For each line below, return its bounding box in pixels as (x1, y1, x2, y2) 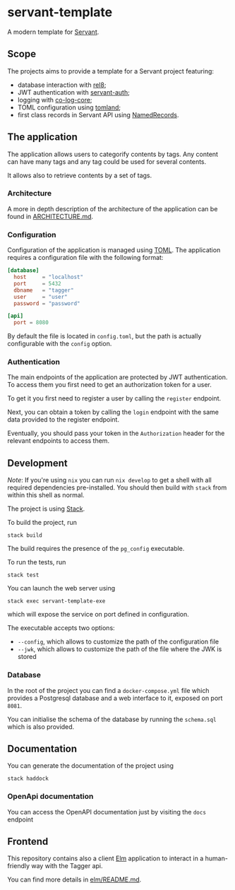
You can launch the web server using (7, 584, 116, 593)
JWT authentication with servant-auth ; (17, 88, 131, 96)
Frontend (7, 836, 49, 848)
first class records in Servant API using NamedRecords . (17, 110, 179, 119)
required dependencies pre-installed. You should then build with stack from (7, 483, 227, 492)
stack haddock (7, 775, 49, 783)
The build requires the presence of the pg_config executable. (7, 545, 185, 553)
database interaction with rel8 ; (17, 81, 107, 89)
